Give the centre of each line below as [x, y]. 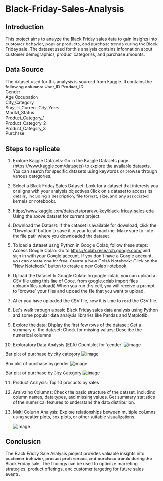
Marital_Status [20, 112]
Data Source [25, 70]
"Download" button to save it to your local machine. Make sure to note [83, 230]
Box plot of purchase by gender [37, 363]
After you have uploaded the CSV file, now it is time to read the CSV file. [85, 300]
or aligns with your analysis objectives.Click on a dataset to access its [82, 191]
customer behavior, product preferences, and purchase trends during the [79, 459]
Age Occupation [22, 97]
